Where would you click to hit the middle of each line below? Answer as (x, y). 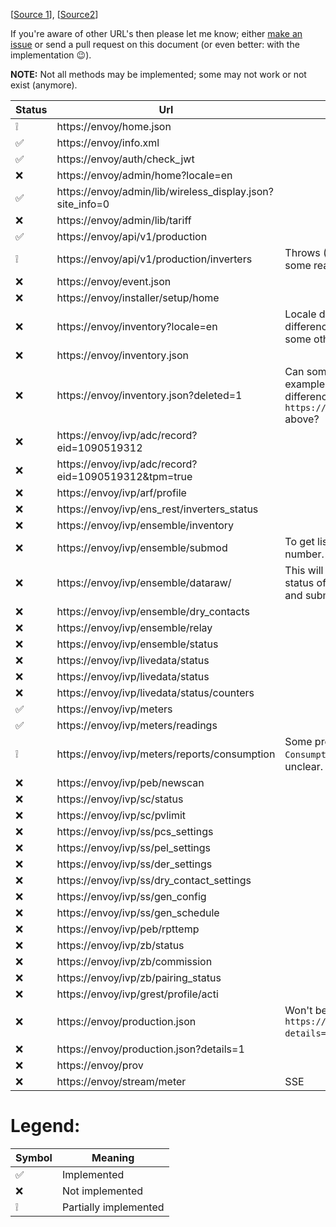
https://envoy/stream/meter (121, 1081)
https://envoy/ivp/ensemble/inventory (145, 525)
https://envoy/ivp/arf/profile (121, 492)
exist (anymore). (44, 85)
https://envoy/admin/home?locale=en (144, 175)
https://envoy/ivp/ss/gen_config (131, 896)
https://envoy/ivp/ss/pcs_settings (135, 831)
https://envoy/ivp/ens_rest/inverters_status (157, 509)
